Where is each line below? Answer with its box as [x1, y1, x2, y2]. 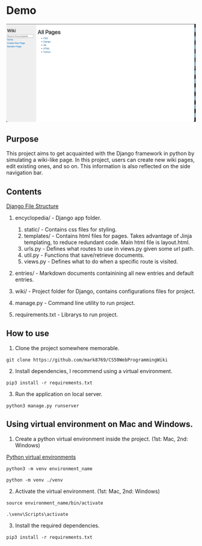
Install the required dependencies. [14, 522, 100, 529]
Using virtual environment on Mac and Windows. [6, 419, 194, 430]
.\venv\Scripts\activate [6, 511, 69, 517]
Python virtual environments [6, 453, 76, 460]
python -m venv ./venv [6, 477, 63, 483]
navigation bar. [6, 169, 43, 177]
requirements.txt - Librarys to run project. [14, 311, 118, 318]
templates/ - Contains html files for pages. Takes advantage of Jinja [23, 232, 192, 239]
